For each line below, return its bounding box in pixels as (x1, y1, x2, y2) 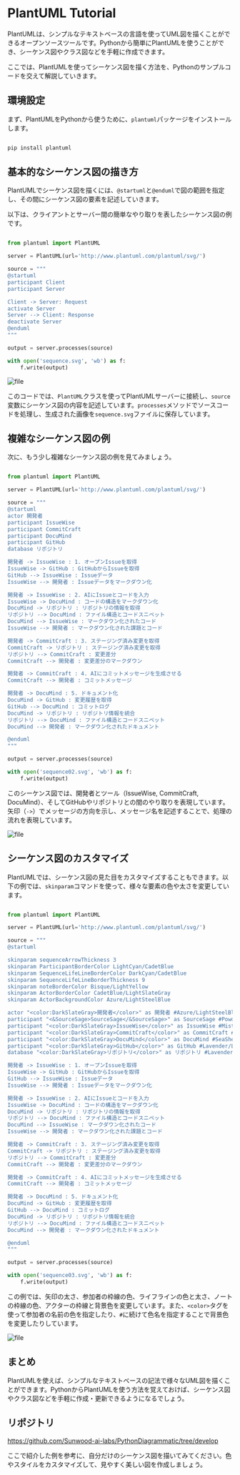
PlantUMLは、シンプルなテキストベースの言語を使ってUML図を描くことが (7, 29, 224, 38)
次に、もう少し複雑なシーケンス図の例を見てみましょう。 (7, 452, 176, 462)
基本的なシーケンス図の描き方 (7, 166, 139, 178)
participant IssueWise (7, 519, 75, 526)
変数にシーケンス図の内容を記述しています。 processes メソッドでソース (7, 400, 216, 409)
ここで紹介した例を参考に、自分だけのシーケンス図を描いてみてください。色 (7, 1451, 232, 1459)
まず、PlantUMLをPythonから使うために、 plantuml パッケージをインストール (7, 114, 232, 123)
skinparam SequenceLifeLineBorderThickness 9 (7, 976, 145, 983)
